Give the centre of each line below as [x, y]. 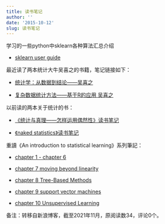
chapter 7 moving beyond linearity [57, 169]
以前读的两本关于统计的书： [40, 108]
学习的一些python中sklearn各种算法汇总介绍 [60, 46]
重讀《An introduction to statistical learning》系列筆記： [74, 145]
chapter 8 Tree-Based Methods [53, 180]
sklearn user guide [38, 57]
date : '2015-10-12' [30, 23]
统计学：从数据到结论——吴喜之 [54, 82]
